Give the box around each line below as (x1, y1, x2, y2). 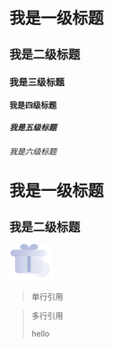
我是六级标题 (9, 146, 56, 157)
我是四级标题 (9, 100, 56, 110)
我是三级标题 (9, 75, 65, 88)
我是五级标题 (9, 122, 56, 133)
